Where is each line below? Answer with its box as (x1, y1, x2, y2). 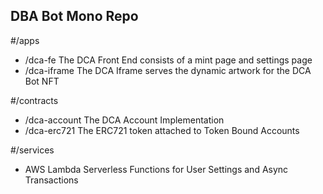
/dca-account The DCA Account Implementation (24, 114, 225, 126)
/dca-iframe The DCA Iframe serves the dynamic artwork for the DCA (24, 64, 312, 76)
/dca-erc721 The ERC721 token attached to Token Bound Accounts (24, 124, 300, 136)
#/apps (10, 34, 40, 46)
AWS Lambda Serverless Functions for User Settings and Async (24, 163, 289, 175)
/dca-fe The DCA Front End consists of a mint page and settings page (24, 54, 313, 66)
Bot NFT (24, 75, 60, 87)
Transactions (24, 174, 79, 186)
